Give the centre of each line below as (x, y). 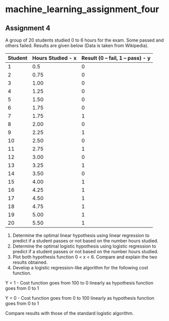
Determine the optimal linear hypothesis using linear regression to (81, 235)
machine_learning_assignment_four (82, 9)
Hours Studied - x (54, 58)
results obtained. (30, 262)
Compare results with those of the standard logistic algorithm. (70, 313)
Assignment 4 (28, 28)
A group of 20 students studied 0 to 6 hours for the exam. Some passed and (84, 40)
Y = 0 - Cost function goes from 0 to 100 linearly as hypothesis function (80, 298)
